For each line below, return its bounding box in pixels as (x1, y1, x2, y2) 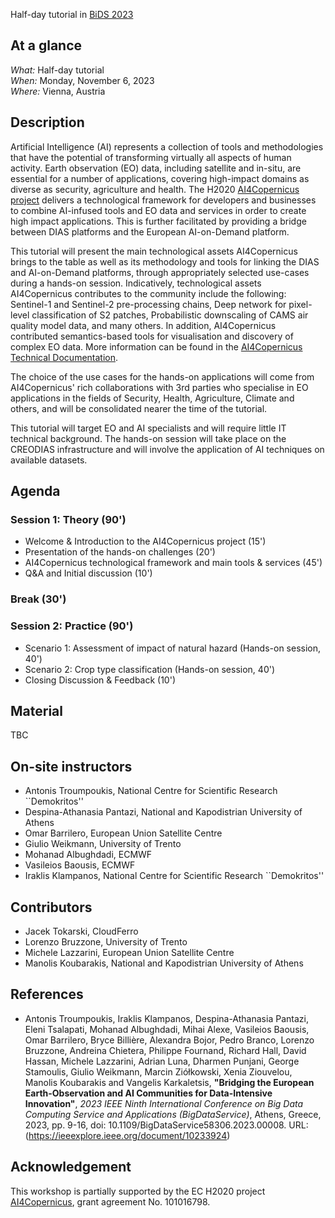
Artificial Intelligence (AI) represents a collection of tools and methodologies (10, 140, 324, 153)
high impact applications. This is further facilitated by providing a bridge (10, 215, 307, 227)
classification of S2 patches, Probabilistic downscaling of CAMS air (31, 309, 309, 321)
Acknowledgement (10, 1159, 132, 1176)
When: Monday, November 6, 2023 (10, 74, 155, 86)
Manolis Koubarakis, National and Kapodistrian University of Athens (24, 957, 304, 969)
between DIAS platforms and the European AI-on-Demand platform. (10, 225, 290, 238)
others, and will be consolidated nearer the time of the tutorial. (10, 402, 268, 414)
